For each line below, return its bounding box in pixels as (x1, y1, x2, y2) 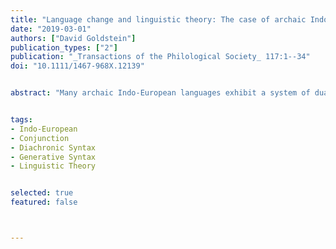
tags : (10, 115, 33, 125)
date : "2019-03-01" (10, 24, 92, 34)
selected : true (10, 188, 74, 198)
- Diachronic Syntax (10, 142, 97, 153)
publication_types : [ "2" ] (10, 42, 118, 53)
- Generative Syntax (10, 152, 97, 162)
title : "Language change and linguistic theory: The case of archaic (10, 14, 307, 25)
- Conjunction (10, 133, 70, 143)
